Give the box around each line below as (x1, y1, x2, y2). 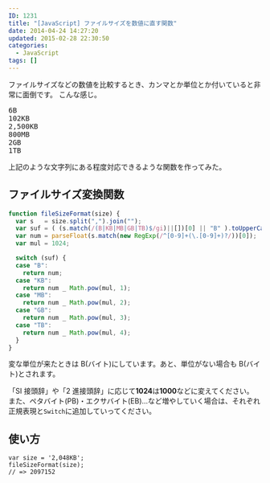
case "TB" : (15, 321, 52, 330)
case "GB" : (15, 306, 52, 314)
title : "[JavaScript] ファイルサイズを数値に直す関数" (8, 19, 178, 27)
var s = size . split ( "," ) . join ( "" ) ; (15, 217, 142, 225)
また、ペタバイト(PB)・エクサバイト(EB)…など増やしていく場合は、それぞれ (8, 396, 261, 406)
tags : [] (8, 57, 38, 65)
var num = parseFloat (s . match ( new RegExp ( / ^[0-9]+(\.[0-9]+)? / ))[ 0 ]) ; (15, 232, 257, 240)
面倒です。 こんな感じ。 (22, 89, 102, 99)
